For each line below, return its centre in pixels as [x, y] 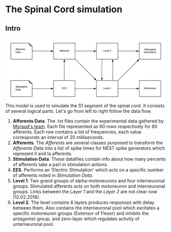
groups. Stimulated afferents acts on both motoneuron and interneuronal [89, 186]
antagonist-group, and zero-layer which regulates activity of [76, 219]
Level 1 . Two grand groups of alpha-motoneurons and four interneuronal [89, 181]
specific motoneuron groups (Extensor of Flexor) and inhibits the [81, 214]
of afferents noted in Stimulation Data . [53, 175]
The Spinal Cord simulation [64, 9]
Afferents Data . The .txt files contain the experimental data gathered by [88, 121]
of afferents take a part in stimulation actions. [60, 165]
